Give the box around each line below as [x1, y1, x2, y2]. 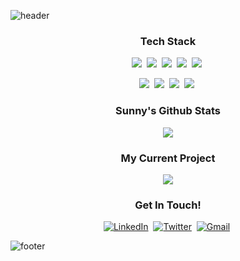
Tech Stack [139, 34, 197, 48]
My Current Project [120, 151, 216, 165]
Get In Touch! [134, 198, 202, 212]
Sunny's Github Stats [115, 104, 221, 118]
